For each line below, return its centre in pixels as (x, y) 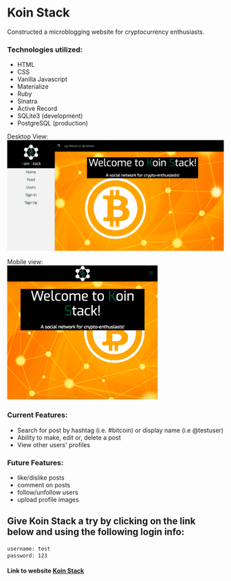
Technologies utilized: (45, 50)
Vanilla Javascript (42, 79)
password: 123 (27, 555)
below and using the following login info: (96, 532)
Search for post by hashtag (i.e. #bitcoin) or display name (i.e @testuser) (120, 430)
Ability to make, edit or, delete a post (69, 437)
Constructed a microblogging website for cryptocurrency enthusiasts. (106, 32)
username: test (29, 549)
